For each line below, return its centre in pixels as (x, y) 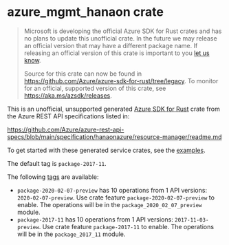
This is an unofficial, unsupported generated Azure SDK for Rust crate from (113, 109)
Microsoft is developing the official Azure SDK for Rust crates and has (123, 31)
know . (32, 60)
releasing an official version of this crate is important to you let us (117, 53)
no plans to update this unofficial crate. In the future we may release (121, 38)
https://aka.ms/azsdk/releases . (68, 95)
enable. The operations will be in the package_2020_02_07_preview (109, 204)
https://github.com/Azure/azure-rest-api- (66, 129)
